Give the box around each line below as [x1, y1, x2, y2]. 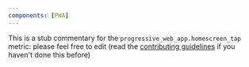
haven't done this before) [8, 50, 91, 59]
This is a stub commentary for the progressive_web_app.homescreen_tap [8, 33, 242, 43]
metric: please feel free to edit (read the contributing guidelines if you [8, 41, 236, 51]
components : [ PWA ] [8, 11, 69, 20]
